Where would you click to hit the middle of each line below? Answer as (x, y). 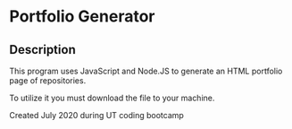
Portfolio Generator (82, 17)
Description (42, 50)
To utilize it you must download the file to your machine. (112, 98)
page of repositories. (48, 81)
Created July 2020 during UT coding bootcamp (97, 115)
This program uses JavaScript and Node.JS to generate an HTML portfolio (146, 71)
